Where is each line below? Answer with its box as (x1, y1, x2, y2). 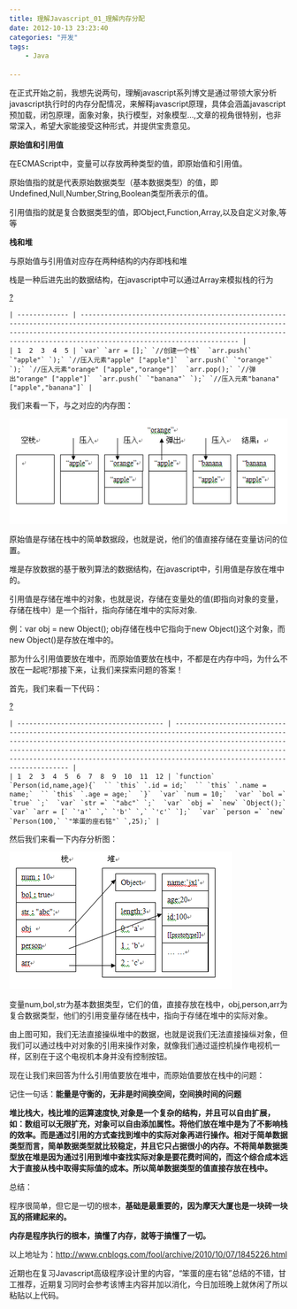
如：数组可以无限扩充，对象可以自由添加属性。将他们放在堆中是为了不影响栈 (9, 1119, 288, 1129)
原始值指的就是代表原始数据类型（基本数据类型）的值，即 (9, 177, 218, 188)
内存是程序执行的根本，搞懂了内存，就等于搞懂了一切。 (9, 1230, 210, 1241)
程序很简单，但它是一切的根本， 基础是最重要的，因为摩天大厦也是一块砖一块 (9, 1200, 288, 1212)
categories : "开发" (9, 33, 79, 42)
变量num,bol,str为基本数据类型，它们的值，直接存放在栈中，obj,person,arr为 (9, 999, 288, 1010)
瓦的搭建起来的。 (9, 1212, 72, 1222)
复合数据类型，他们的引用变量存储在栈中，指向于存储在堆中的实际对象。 (9, 1010, 272, 1021)
